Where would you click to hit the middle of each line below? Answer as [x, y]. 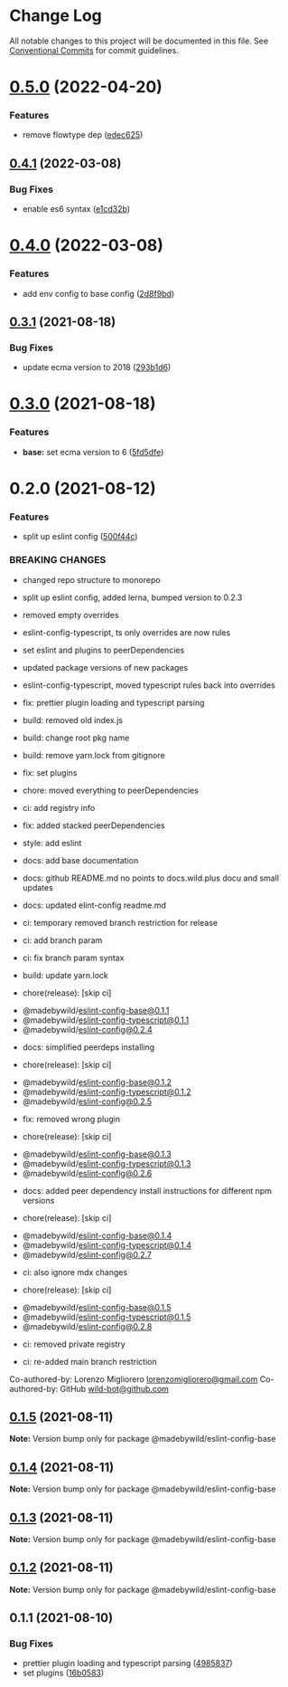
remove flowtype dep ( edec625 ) [83, 135]
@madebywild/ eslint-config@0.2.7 [87, 1254]
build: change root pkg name [76, 738]
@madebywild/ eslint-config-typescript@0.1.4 [107, 1244]
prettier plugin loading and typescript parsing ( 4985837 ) [127, 1663]
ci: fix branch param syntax [73, 958]
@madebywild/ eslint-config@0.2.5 [87, 1101]
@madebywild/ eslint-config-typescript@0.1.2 [107, 1091]
